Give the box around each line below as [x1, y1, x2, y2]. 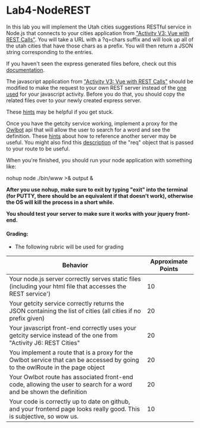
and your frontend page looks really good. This [9, 405, 140, 413]
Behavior [62, 261, 89, 269]
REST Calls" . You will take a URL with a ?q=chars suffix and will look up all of [6, 36, 194, 43]
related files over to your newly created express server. [6, 96, 142, 104]
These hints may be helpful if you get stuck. [6, 108, 114, 115]
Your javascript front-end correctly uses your [9, 324, 137, 332]
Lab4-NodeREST [6, 4, 91, 17]
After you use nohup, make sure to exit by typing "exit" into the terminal [6, 185, 188, 193]
